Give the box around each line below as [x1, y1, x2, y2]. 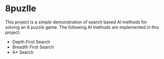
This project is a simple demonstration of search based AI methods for [5, 19, 147, 25]
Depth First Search [12, 39, 50, 44]
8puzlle [5, 3, 37, 14]
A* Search [12, 49, 34, 55]
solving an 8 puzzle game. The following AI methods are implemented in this [5, 24, 159, 30]
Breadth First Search [12, 44, 54, 50]
